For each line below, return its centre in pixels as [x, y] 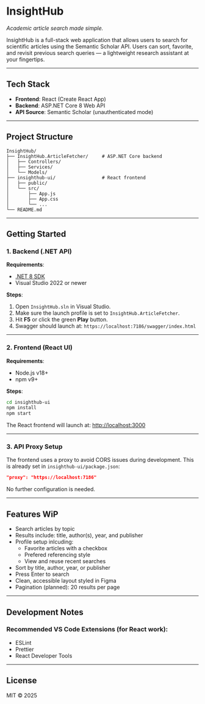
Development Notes [45, 612]
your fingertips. [26, 59]
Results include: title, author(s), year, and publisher [79, 536]
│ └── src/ [23, 188]
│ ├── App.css [33, 199]
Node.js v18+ [32, 373]
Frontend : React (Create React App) [61, 99]
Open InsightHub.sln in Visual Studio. [63, 307]
